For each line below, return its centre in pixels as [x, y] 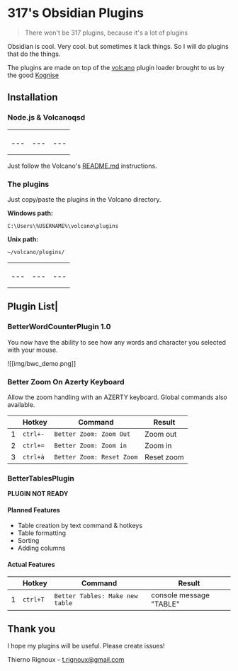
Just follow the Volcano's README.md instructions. [82, 166]
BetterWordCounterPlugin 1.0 [59, 327]
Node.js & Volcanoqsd [46, 117]
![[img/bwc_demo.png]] [42, 363]
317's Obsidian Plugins [75, 13]
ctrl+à [33, 457]
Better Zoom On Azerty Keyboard [66, 382]
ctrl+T [33, 599]
